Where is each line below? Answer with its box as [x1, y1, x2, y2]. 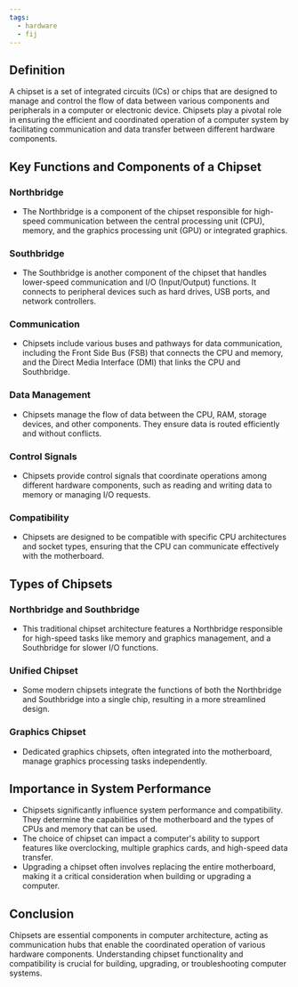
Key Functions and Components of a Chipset [9, 159, 262, 174]
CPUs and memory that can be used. [21, 824, 158, 835]
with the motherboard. [21, 551, 105, 562]
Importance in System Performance [9, 781, 212, 797]
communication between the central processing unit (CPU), [47, 215, 265, 226]
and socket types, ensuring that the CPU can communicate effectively [21, 541, 279, 552]
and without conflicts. [21, 428, 102, 439]
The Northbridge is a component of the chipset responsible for [21, 206, 253, 216]
